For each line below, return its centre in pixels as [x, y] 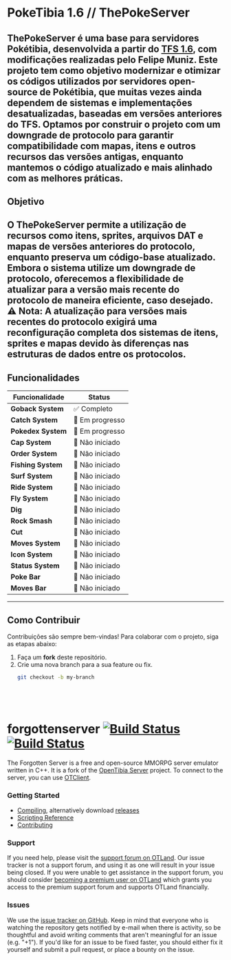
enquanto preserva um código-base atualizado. [111, 258]
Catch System [34, 420]
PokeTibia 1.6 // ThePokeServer [99, 13]
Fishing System [37, 465]
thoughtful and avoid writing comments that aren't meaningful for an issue [112, 934]
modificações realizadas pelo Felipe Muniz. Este [113, 60]
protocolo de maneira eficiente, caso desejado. [110, 300]
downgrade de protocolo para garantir [90, 135]
